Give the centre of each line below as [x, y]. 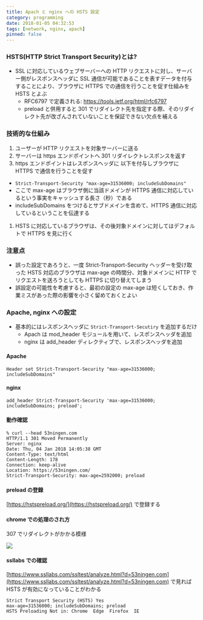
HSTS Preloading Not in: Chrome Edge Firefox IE [73, 611]
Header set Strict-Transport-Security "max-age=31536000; [81, 369]
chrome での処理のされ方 [38, 519]
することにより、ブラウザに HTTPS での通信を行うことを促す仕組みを [102, 86]
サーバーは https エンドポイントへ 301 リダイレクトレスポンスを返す [100, 156]
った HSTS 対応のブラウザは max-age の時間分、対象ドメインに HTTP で [106, 273]
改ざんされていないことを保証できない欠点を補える [114, 116]
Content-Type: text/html [38, 454]
